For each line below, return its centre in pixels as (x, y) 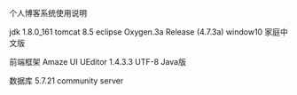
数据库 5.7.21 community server (66, 81)
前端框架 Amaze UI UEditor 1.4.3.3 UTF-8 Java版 (98, 62)
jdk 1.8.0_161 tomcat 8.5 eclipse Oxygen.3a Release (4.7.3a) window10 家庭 (145, 32)
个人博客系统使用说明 (48, 13)
